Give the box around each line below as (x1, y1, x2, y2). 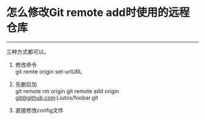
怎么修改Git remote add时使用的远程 (6, 6, 190, 20)
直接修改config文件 (15, 107, 64, 114)
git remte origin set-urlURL (15, 68, 82, 75)
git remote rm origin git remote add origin (15, 87, 120, 95)
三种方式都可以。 (6, 48, 49, 55)
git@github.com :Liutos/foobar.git (15, 94, 99, 101)
